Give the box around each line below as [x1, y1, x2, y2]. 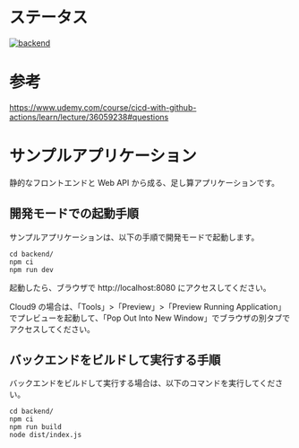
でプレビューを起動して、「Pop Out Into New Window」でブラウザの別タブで [9, 312, 291, 323]
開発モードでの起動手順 [9, 206, 139, 222]
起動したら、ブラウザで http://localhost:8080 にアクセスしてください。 [9, 282, 271, 293]
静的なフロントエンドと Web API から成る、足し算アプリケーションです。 [9, 177, 280, 188]
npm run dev [9, 265, 54, 274]
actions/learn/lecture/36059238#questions [9, 111, 169, 122]
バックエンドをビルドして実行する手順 [9, 353, 221, 368]
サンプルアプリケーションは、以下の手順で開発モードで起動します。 [9, 232, 260, 242]
